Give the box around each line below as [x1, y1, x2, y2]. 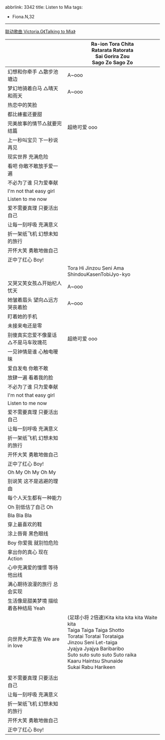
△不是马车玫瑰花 [7, 339, 48, 346]
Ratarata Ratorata [91, 47, 134, 53]
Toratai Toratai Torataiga [67, 633, 124, 639]
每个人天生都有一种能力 [7, 494, 62, 501]
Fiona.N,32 [12, 14, 35, 19]
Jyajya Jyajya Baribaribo [67, 645, 124, 652]
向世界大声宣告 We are [7, 636, 60, 642]
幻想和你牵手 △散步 [7, 69, 54, 75]
